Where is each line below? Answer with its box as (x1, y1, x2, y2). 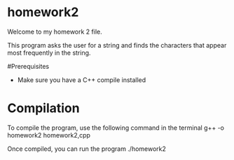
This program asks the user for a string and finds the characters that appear (7, 41, 227, 49)
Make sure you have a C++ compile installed (17, 75, 146, 84)
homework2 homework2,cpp (7, 131, 91, 139)
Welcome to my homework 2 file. (7, 27, 103, 36)
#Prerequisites (7, 62, 50, 70)
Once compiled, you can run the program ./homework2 (7, 145, 167, 153)
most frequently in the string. (7, 48, 91, 57)
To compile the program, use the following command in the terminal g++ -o (7, 124, 224, 132)
